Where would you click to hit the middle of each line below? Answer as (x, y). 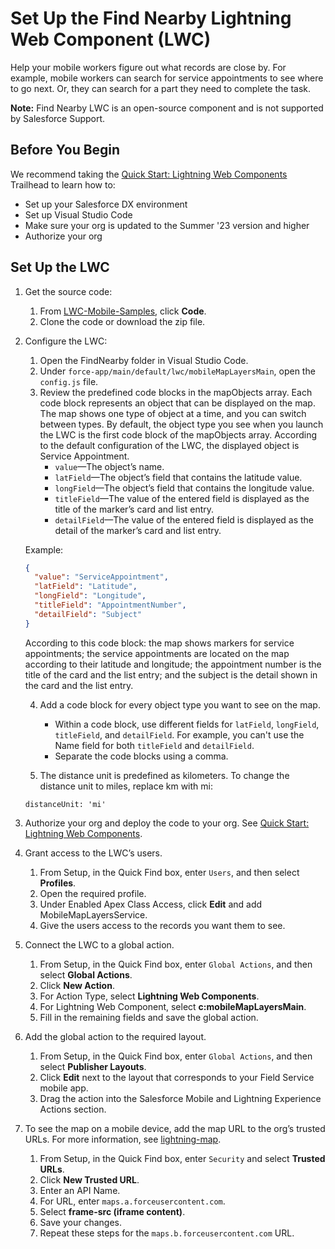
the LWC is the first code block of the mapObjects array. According (178, 434)
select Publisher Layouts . (93, 1066)
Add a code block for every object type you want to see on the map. (180, 704)
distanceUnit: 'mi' (65, 804)
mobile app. (64, 1088)
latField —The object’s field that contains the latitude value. (178, 477)
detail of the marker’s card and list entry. (138, 530)
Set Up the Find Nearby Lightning (151, 18)
